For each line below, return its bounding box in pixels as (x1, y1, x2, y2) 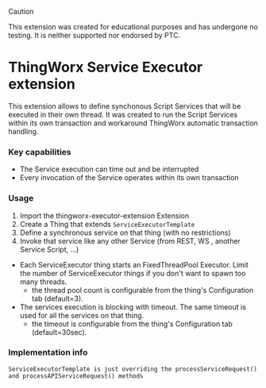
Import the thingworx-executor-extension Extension (19, 210, 190, 221)
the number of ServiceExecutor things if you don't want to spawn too (19, 268, 246, 278)
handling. (8, 126, 39, 136)
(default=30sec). (31, 327, 87, 336)
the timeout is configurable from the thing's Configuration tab (31, 319, 233, 328)
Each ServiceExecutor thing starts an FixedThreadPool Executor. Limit (19, 259, 249, 269)
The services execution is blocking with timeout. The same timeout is (19, 302, 246, 312)
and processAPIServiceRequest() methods (8, 372, 145, 380)
